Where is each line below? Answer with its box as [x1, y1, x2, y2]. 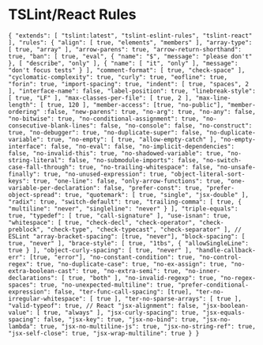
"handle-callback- [195, 246, 257, 254]
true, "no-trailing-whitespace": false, [78, 163, 214, 171]
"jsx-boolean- [202, 301, 249, 309]
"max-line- [195, 93, 231, 102]
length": [8, 100, 37, 108]
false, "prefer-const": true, [103, 184, 203, 191]
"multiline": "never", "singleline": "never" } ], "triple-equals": [8, 204, 239, 213]
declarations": [8, 274, 58, 282]
